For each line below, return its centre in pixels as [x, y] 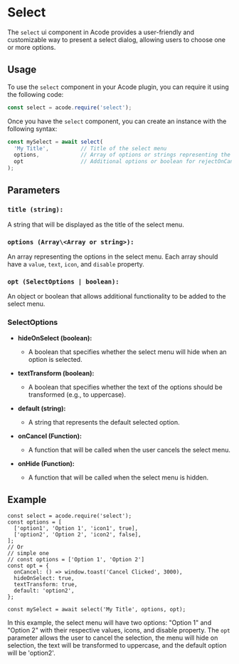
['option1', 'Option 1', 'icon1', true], [76, 529]
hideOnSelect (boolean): [55, 338]
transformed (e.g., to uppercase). [77, 394]
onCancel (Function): [49, 436]
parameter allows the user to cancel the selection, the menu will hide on [113, 638]
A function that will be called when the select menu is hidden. [118, 477]
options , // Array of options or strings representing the [122, 155]
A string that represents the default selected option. [104, 422]
